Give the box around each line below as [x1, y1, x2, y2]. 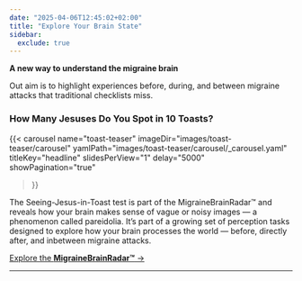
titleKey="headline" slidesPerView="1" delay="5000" [9, 152, 205, 163]
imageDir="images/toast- [138, 132, 232, 144]
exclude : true [17, 38, 70, 48]
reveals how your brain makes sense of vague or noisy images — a [9, 206, 258, 217]
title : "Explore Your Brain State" [9, 22, 143, 31]
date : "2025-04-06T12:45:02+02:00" [9, 13, 143, 23]
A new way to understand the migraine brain [9, 63, 179, 74]
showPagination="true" [9, 161, 96, 172]
